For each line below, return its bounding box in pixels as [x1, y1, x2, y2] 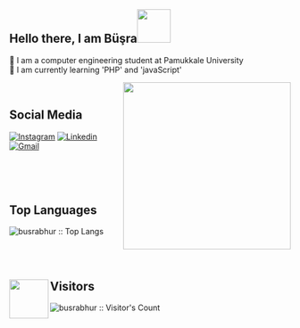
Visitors [50, 278, 96, 294]
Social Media [9, 108, 83, 123]
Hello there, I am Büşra [9, 31, 138, 46]
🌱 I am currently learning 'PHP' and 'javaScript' [9, 64, 182, 75]
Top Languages [9, 202, 97, 218]
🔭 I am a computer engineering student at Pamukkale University [9, 54, 244, 65]
